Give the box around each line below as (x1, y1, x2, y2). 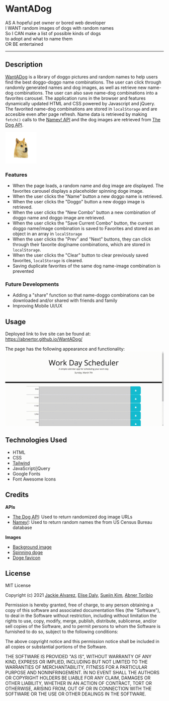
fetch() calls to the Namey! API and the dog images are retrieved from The (5, 116, 161, 122)
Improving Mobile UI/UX (12, 303, 63, 309)
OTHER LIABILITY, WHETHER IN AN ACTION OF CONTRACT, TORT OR (5, 680, 152, 686)
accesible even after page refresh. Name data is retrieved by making (5, 111, 147, 117)
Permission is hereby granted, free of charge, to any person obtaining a (5, 602, 153, 608)
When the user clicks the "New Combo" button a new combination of (12, 209, 156, 215)
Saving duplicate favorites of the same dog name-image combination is (12, 263, 161, 269)
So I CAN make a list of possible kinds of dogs (5, 30, 101, 36)
